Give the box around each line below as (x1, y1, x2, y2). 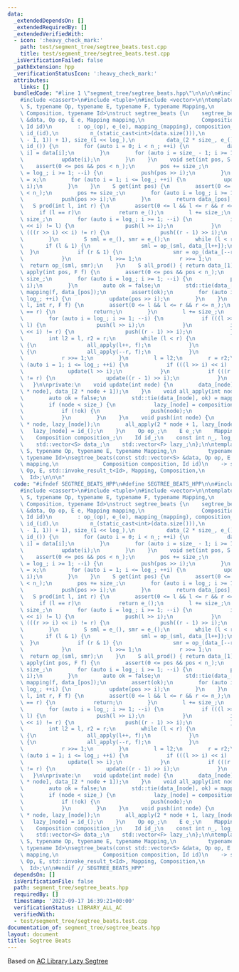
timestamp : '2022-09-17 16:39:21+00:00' (14, 898, 135, 905)
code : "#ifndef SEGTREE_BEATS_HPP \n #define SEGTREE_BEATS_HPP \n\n (14, 481, 215, 488)
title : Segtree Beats (7, 937, 72, 944)
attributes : (14, 76, 50, 84)
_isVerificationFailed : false (14, 57, 103, 64)
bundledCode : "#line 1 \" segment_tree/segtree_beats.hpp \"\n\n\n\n (14, 90, 218, 97)
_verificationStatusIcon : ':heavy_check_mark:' (14, 70, 158, 77)
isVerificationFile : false (14, 877, 94, 885)
